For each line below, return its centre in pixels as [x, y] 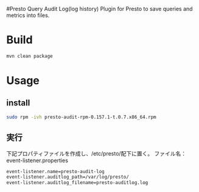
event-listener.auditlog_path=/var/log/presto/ [68, 177]
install [18, 103]
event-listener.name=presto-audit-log [55, 171]
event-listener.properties [37, 160]
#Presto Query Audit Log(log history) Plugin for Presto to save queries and [100, 9]
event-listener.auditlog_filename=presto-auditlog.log [77, 183]
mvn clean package [30, 56]
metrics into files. [28, 15]
